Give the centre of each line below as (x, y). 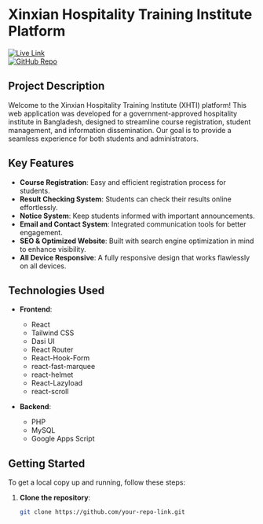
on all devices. (43, 266)
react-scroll (50, 392)
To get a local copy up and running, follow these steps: (97, 482)
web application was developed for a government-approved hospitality (123, 113)
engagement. (41, 232)
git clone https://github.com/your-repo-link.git (102, 512)
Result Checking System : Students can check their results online (125, 199)
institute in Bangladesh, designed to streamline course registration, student (130, 122)
